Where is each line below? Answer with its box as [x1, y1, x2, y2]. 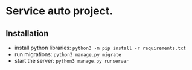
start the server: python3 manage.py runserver [14, 57, 129, 64]
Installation [5, 28, 49, 39]
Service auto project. [5, 4, 114, 18]
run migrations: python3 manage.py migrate [14, 51, 121, 58]
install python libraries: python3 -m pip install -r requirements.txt [14, 44, 187, 51]
